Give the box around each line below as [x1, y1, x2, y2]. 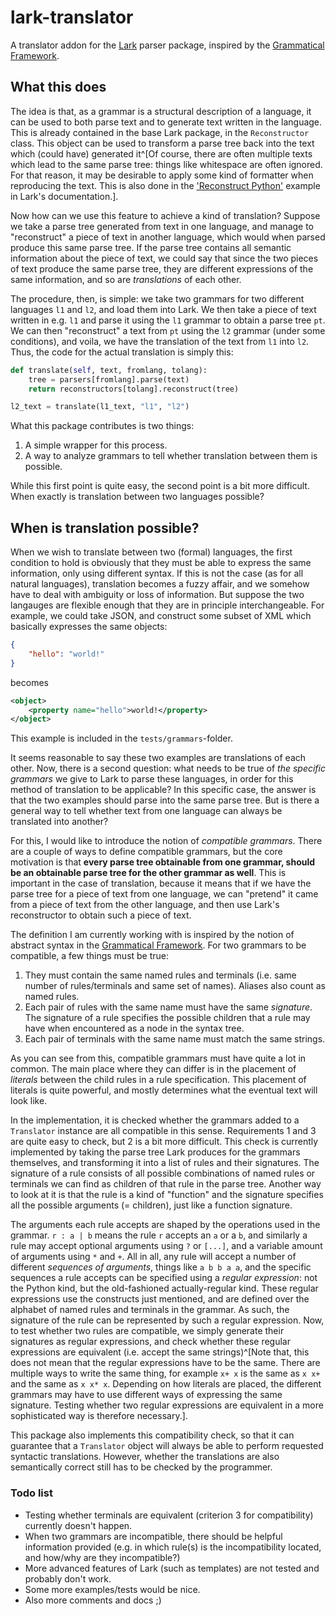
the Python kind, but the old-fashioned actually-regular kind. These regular [10, 1282, 319, 1295]
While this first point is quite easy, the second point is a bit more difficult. [10, 480, 310, 492]
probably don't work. [24, 1572, 112, 1585]
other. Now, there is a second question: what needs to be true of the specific [10, 762, 326, 775]
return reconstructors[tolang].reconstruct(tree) [28, 384, 240, 394]
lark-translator [10, 6, 134, 29]
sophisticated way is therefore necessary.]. [10, 1410, 188, 1422]
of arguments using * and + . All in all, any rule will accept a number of [10, 1251, 297, 1263]
